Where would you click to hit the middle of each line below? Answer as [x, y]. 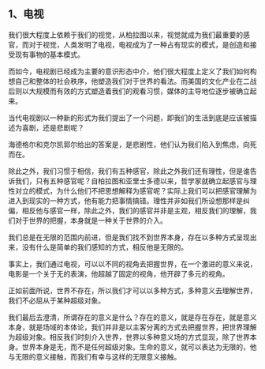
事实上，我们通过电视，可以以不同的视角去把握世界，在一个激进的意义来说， [132, 264]
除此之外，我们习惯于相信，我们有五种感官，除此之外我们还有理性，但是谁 [129, 171]
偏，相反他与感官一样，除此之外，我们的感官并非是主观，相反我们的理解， [129, 210]
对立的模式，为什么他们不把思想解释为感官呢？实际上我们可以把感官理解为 [136, 190]
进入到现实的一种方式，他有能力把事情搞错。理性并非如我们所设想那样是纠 [129, 201]
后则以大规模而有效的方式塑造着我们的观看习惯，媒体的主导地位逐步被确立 [129, 91]
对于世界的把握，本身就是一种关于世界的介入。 [91, 220]
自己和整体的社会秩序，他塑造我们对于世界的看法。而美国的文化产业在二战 [136, 81]
